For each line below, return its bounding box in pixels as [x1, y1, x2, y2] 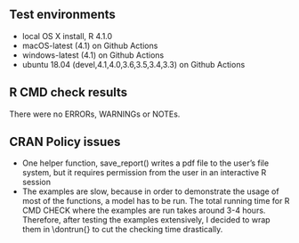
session [21, 177, 52, 188]
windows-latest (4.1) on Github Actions [21, 49, 165, 61]
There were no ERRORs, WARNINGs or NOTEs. [9, 109, 181, 119]
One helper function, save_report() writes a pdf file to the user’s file [21, 158, 270, 168]
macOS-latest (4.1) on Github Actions [21, 40, 158, 51]
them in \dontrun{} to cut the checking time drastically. [21, 224, 223, 235]
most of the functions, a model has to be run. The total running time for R [21, 196, 290, 207]
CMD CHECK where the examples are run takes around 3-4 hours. [21, 205, 266, 216]
